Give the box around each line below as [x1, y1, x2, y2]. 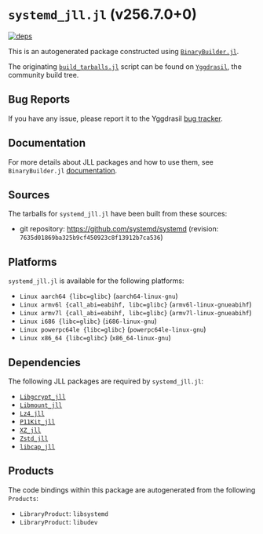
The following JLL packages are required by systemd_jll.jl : [8, 376, 204, 386]
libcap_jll [19, 443, 56, 451]
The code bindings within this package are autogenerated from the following [8, 485, 256, 495]
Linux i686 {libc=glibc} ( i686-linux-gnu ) [19, 316, 157, 326]
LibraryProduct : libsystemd [19, 508, 108, 518]
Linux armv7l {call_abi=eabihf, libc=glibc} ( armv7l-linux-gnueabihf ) [19, 308, 253, 318]
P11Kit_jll [19, 418, 56, 426]
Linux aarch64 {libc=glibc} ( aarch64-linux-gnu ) [19, 292, 178, 301]
